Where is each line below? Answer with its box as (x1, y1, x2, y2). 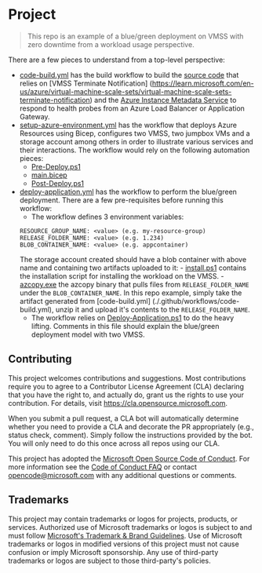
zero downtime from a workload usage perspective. (27, 39, 195, 49)
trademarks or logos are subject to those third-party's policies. (8, 556, 211, 565)
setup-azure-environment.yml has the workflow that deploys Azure (19, 120, 238, 130)
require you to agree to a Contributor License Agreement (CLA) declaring (8, 381, 245, 391)
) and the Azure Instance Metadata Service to (89, 95, 237, 104)
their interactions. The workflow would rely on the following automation (19, 145, 250, 155)
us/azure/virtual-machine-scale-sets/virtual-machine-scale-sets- (19, 86, 232, 96)
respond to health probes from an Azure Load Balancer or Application (19, 104, 246, 113)
